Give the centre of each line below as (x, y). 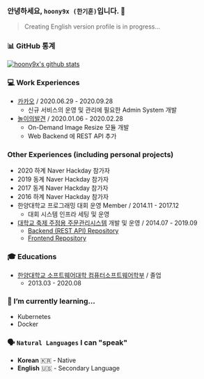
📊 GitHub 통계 (31, 46)
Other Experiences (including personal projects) (91, 154)
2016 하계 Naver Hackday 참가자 (63, 197)
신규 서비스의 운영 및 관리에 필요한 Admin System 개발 (102, 110)
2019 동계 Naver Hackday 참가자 (63, 179)
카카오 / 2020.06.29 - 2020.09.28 (65, 101)
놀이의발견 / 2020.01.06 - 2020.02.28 (70, 118)
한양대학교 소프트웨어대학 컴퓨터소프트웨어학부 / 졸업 (89, 275)
